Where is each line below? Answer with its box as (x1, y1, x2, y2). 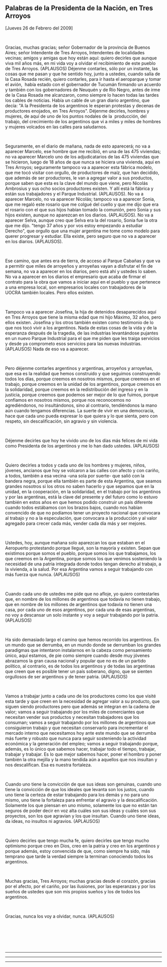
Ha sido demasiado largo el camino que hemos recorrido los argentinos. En (5, 637, 160, 643)
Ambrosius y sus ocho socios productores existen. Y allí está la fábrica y (5, 185, 154, 191)
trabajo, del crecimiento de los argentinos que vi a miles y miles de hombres (5, 118, 161, 124)
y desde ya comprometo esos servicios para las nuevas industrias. (5, 340, 142, 346)
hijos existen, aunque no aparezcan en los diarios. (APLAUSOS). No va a (5, 212, 154, 218)
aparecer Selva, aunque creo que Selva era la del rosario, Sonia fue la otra (5, 217, 158, 223)
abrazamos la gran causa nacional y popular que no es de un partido (5, 657, 146, 663)
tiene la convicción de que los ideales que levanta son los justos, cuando (5, 786, 155, 792)
